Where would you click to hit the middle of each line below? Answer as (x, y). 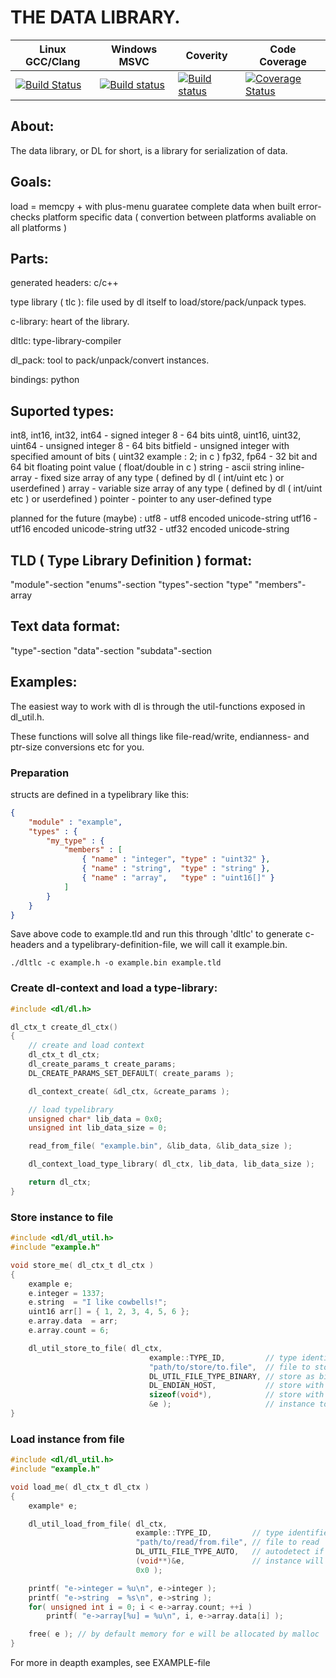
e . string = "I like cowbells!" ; (98, 1302)
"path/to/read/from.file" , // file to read (227, 1542)
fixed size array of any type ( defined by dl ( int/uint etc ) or (162, 478)
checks (25, 217)
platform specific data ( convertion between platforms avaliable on (179, 217)
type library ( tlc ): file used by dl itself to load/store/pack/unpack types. (158, 302)
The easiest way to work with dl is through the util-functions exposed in (158, 706)
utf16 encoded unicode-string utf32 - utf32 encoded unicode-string (150, 529)
